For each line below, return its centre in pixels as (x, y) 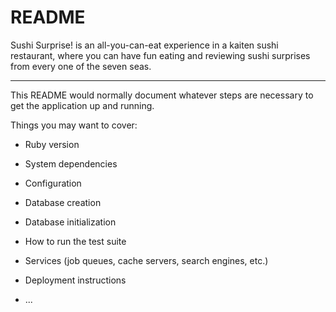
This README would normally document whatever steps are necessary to (162, 95)
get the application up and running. (82, 105)
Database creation (63, 202)
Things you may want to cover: (74, 125)
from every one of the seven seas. (81, 66)
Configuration (53, 183)
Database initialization (70, 222)
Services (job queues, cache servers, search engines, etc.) (146, 260)
